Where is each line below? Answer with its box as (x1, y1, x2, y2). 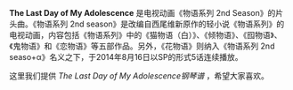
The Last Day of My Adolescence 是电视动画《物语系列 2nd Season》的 (9, 8, 276, 18)
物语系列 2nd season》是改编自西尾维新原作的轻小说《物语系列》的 (36, 19, 285, 29)
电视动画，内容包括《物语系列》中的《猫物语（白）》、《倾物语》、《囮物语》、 (9, 30, 282, 40)
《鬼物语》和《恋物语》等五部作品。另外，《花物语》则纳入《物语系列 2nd (9, 41, 275, 51)
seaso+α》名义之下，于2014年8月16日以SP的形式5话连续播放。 (9, 52, 243, 62)
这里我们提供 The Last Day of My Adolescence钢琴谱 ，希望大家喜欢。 (9, 71, 269, 81)
